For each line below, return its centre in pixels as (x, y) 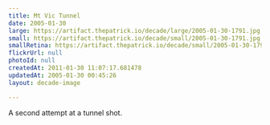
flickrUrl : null (35, 53)
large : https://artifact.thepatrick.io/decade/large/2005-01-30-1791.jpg (135, 30)
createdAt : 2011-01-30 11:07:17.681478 (75, 68)
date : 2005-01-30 (37, 23)
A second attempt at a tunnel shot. (65, 112)
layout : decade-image (45, 83)
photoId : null (32, 61)
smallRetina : (30, 46)
